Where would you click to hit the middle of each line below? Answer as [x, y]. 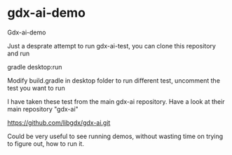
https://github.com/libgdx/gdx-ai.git [59, 122]
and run [19, 53]
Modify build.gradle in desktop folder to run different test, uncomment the [114, 80]
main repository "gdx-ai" [43, 109]
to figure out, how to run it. [46, 143]
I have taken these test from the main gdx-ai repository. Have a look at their [116, 101]
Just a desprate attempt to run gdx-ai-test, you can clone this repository [111, 46]
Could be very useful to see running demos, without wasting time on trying [115, 136]
